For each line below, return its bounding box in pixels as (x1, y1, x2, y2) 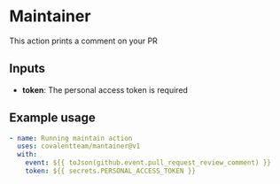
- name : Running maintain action (9, 134, 133, 142)
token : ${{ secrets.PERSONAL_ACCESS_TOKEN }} (25, 166, 197, 176)
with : (17, 150, 38, 159)
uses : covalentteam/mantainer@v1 (17, 142, 141, 151)
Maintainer (9, 6, 91, 27)
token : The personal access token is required (21, 84, 189, 95)
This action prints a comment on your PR (9, 35, 158, 46)
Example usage (9, 111, 96, 126)
